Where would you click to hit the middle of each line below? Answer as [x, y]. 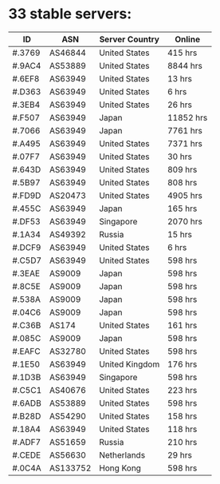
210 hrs [182, 442]
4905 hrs [185, 195]
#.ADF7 [27, 442]
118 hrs [182, 429]
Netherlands [122, 454]
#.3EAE [26, 273]
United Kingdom [130, 364]
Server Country [129, 39]
